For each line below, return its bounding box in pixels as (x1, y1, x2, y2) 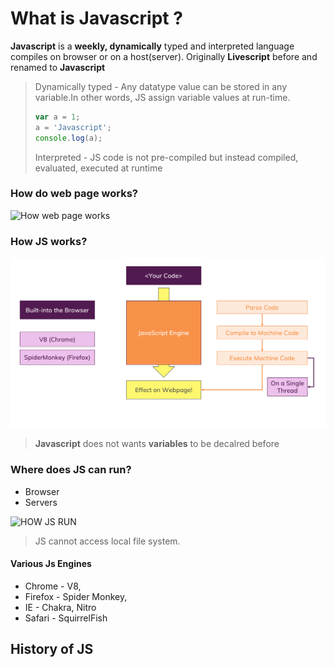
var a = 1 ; (34, 112, 81, 122)
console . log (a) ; (34, 133, 103, 143)
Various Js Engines (10, 558, 92, 570)
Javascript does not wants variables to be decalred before (34, 438, 280, 450)
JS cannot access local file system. (34, 535, 181, 547)
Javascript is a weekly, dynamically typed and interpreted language (10, 40, 295, 52)
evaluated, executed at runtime (34, 162, 163, 174)
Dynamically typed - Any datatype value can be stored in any (34, 80, 288, 92)
